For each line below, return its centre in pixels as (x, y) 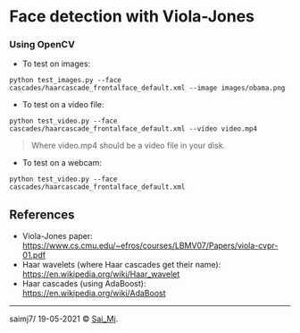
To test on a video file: (63, 105)
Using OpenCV (42, 45)
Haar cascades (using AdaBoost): (84, 284)
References (42, 214)
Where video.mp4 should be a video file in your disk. (128, 146)
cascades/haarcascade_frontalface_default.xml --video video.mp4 (133, 129)
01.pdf (34, 255)
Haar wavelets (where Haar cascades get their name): (121, 265)
